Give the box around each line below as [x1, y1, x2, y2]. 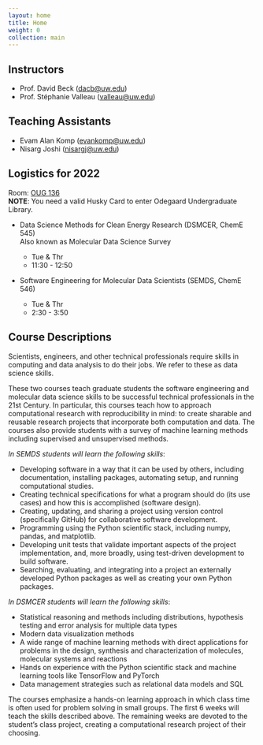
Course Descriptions [8, 330, 112, 344]
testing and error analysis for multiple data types [19, 620, 178, 630]
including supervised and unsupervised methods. [8, 434, 169, 443]
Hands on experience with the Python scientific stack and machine [19, 662, 237, 672]
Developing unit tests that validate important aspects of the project [19, 539, 236, 549]
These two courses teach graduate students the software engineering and [8, 383, 250, 393]
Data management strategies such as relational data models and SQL [19, 679, 244, 688]
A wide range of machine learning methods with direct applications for [19, 637, 249, 646]
